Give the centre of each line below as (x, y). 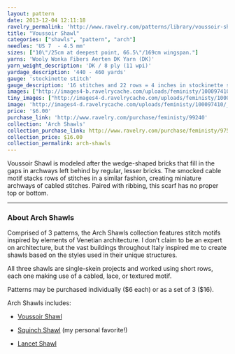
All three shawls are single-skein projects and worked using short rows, (110, 269)
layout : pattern (31, 14)
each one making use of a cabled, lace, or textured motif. (90, 276)
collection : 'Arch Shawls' (47, 124)
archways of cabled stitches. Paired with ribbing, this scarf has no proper (113, 186)
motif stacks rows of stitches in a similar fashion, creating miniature (104, 178)
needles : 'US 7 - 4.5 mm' (47, 46)
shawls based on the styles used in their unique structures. (92, 255)
